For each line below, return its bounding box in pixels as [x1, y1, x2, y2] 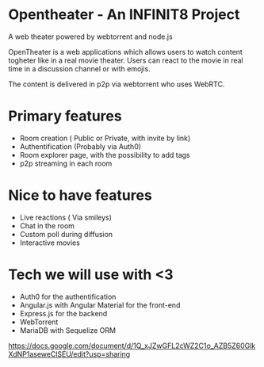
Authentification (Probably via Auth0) [19, 141, 141, 151]
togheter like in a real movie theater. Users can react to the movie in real [8, 55, 243, 65]
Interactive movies [19, 238, 81, 247]
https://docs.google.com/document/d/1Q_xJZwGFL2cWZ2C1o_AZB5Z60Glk [8, 341, 256, 350]
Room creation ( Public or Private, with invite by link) [19, 133, 191, 143]
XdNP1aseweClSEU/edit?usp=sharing [8, 349, 131, 358]
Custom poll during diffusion [19, 229, 113, 239]
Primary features [8, 107, 122, 125]
